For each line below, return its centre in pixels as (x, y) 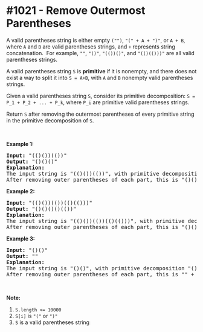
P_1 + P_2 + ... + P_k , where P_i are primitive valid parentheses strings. (98, 102)
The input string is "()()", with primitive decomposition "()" (104, 268)
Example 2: (21, 191)
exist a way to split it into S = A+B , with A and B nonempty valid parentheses (100, 78)
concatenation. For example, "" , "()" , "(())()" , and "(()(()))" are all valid (100, 53)
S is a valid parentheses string (52, 322)
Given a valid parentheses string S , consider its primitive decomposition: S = (101, 96)
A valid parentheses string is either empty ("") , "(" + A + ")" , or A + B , (96, 40)
